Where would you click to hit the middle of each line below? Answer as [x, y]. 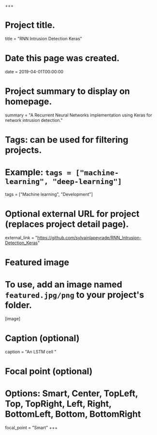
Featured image [37, 262]
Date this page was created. [62, 58]
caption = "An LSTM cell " [31, 351]
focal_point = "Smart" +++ [31, 428]
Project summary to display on [68, 92]
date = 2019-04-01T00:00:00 [34, 71]
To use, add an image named [64, 285]
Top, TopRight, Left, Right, [58, 404]
